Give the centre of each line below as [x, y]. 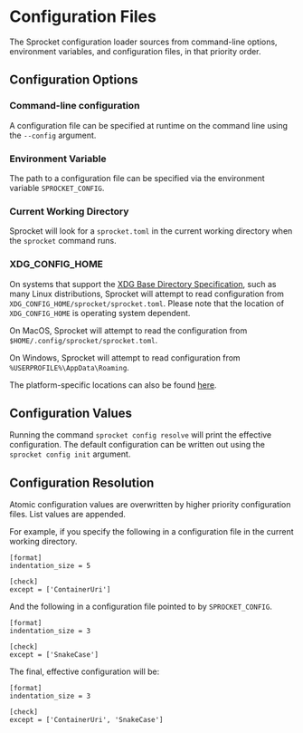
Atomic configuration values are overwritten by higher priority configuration [150, 505]
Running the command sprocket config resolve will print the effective [141, 435]
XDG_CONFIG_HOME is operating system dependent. [100, 313]
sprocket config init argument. [70, 454]
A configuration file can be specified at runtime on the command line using [148, 125]
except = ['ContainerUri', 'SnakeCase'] [87, 720]
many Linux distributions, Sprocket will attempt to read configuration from [147, 294]
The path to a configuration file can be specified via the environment [137, 178]
